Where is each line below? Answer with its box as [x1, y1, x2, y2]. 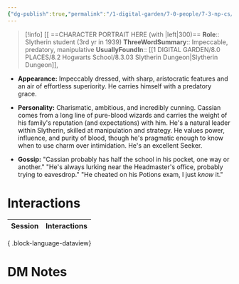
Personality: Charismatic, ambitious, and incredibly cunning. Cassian [17, 103, 221, 111]
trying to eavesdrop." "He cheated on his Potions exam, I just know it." [17, 170, 223, 178]
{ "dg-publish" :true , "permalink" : [7, 10, 107, 18]
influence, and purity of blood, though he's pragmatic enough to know [17, 133, 224, 142]
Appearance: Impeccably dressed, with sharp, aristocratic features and [17, 74, 229, 83]
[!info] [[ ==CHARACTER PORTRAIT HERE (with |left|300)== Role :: [24, 30, 220, 39]
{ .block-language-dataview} [7, 238, 92, 247]
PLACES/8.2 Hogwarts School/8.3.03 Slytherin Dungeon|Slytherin [24, 53, 218, 61]
